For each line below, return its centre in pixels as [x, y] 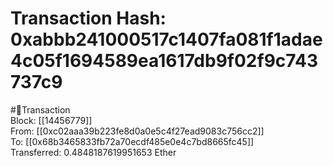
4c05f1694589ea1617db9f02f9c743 [164, 61]
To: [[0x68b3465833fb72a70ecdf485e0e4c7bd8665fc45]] [132, 141]
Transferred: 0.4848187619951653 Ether [93, 152]
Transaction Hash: [88, 18]
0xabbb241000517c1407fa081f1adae [166, 39]
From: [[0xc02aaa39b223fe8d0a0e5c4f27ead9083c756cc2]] [137, 131]
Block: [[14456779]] [51, 120]
